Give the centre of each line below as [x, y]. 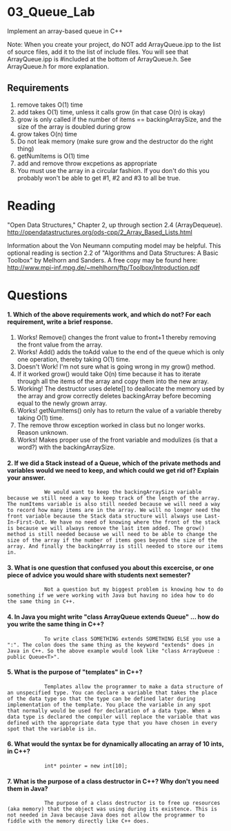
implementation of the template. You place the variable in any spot [109, 705]
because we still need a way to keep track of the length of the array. [114, 498]
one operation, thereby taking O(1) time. [74, 360]
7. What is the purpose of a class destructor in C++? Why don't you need [113, 781]
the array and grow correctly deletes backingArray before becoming [114, 396]
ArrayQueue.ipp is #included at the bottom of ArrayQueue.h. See [99, 59]
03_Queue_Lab [51, 12]
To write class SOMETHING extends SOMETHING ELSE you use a [132, 639]
